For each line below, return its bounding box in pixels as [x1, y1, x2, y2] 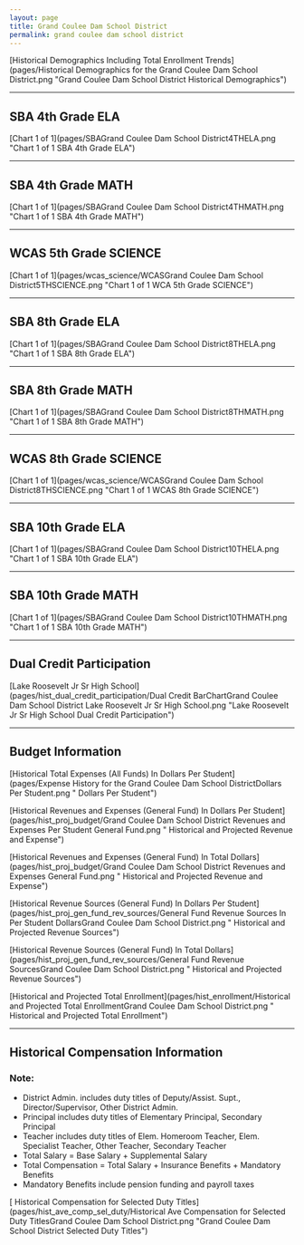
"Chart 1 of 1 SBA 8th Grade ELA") [9, 348, 136, 359]
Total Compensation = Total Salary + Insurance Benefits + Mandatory [22, 1160, 281, 1171]
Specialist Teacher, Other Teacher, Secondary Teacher [22, 1141, 227, 1152]
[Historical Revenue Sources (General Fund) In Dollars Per [9, 898, 226, 909]
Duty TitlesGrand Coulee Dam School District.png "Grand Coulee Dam [9, 1216, 271, 1227]
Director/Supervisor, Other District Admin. [22, 1102, 178, 1113]
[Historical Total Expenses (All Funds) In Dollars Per [9, 767, 202, 779]
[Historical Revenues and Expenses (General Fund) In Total [9, 851, 229, 862]
